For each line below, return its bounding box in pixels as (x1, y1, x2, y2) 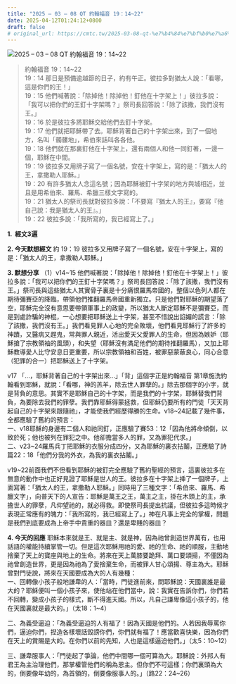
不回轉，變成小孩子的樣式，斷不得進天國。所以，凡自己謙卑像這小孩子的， (7, 595, 223, 604)
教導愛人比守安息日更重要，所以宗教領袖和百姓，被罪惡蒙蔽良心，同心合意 (13, 348, 229, 356)
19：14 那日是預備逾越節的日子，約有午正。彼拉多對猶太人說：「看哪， (24, 74, 227, 82)
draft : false (7, 23, 46, 30)
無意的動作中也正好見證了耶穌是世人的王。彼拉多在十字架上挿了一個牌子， (7, 475, 223, 483)
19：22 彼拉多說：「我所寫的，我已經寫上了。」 (24, 215, 158, 223)
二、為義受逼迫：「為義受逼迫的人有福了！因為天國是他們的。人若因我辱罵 (7, 619, 220, 628)
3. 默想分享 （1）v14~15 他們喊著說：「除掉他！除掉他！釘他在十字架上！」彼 (7, 268, 228, 277)
